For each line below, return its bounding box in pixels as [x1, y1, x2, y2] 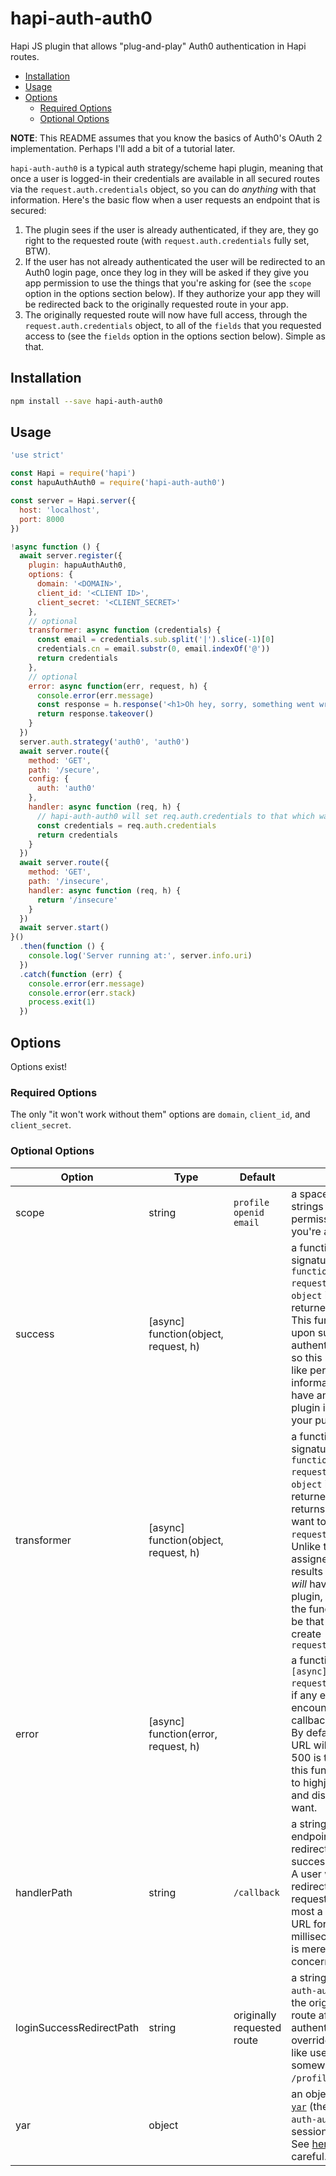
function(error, [148, 1727, 218, 1741]
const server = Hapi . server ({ [10, 496, 137, 506]
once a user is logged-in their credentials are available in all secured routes [10, 172, 320, 184]
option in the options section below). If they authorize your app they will [24, 287, 321, 299]
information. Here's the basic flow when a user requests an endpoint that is [10, 193, 321, 206]
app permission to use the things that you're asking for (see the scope [24, 277, 312, 289]
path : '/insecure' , [28, 877, 110, 887]
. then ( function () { [19, 942, 105, 952]
